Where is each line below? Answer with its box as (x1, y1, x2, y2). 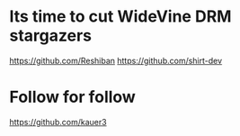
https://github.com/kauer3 (9, 116, 107, 127)
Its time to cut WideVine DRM (9, 6, 232, 27)
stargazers (9, 25, 93, 46)
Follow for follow (9, 87, 137, 107)
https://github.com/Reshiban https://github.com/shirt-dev (9, 55, 223, 66)
